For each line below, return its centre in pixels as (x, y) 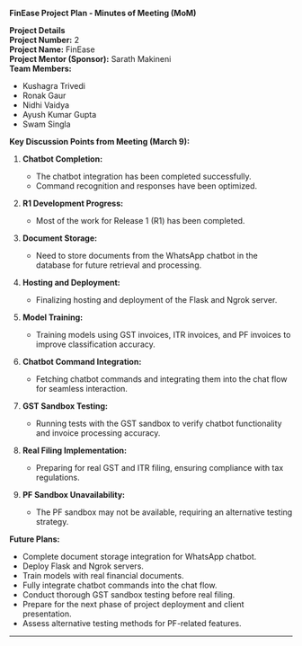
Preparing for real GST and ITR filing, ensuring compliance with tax (160, 468)
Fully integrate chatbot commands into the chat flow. (120, 585)
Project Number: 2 (44, 40)
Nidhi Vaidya (46, 105)
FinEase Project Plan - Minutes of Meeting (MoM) (103, 13)
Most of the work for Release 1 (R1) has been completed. (140, 221)
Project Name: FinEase (53, 49)
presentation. (47, 614)
